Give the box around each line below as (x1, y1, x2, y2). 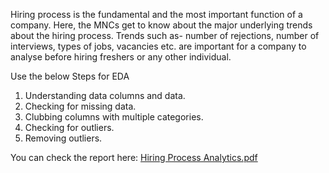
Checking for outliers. (24, 122, 115, 133)
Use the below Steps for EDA (10, 70, 130, 82)
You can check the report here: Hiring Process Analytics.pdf (10, 152, 258, 163)
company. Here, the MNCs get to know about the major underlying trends (10, 19, 313, 31)
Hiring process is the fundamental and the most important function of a (10, 9, 303, 20)
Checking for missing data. (24, 100, 137, 112)
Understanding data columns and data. (24, 90, 186, 101)
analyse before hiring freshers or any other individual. (10, 51, 232, 63)
